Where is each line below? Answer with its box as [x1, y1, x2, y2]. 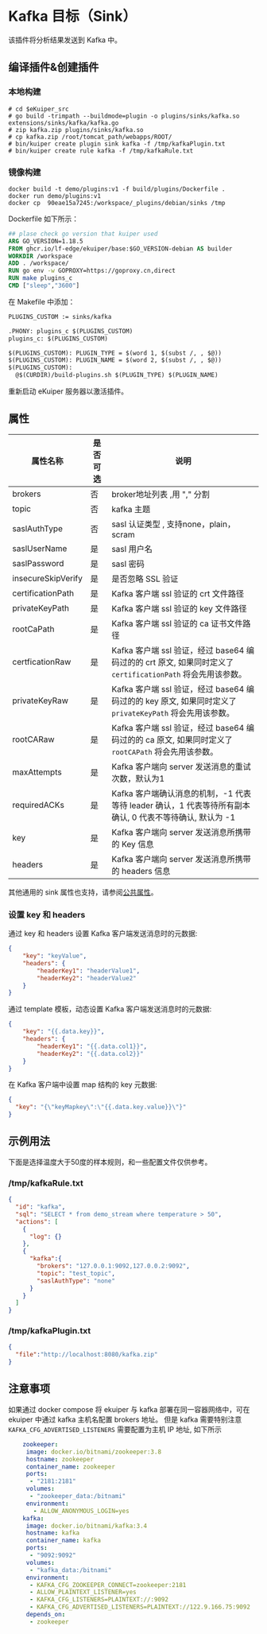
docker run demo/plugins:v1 [8, 192, 102, 200]
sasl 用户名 [110, 543, 153, 554]
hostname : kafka [25, 1529, 80, 1537]
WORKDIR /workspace [8, 252, 73, 260]
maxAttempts [12, 767, 62, 778]
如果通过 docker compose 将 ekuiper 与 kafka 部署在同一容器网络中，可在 [8, 1404, 250, 1414]
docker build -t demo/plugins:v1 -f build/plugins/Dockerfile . [8, 184, 226, 193]
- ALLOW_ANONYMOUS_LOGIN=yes [33, 1507, 130, 1515]
